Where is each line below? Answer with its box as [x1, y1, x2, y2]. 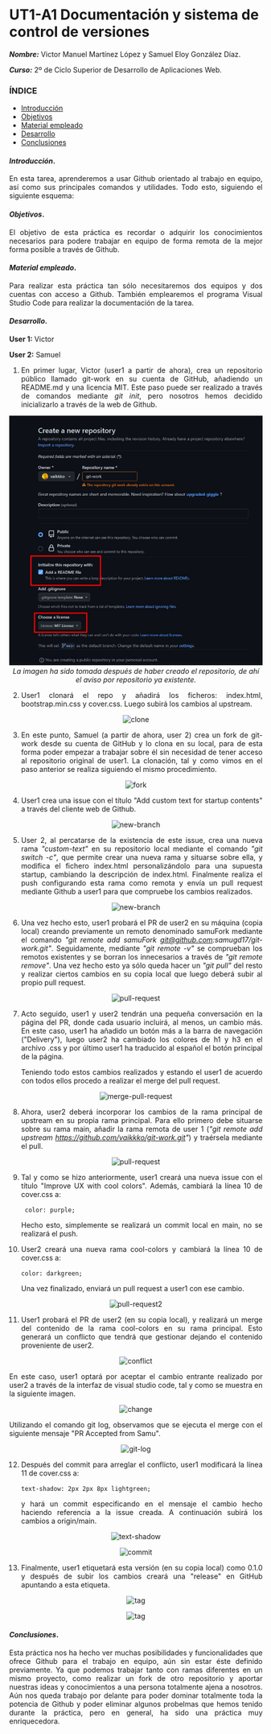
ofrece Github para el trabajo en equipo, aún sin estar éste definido [9, 1656, 263, 1666]
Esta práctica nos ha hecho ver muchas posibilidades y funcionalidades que [9, 1648, 263, 1658]
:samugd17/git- [212, 935, 263, 945]
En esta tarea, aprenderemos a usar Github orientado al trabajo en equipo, [9, 174, 263, 184]
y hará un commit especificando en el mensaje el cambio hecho [20, 1499, 263, 1509]
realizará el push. [20, 1229, 79, 1239]
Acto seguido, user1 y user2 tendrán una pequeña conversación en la [20, 1009, 263, 1019]
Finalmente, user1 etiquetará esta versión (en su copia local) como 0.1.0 [20, 1563, 263, 1573]
